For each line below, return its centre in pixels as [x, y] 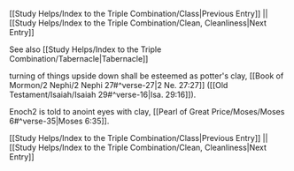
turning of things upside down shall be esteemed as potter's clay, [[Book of [147, 76]
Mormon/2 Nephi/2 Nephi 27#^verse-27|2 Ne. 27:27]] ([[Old [119, 85]
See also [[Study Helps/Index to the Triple [85, 49]
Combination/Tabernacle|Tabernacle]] [79, 59]
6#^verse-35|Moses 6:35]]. [59, 121]
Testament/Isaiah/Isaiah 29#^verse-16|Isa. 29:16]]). [103, 94]
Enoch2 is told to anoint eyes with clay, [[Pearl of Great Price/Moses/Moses [147, 112]
